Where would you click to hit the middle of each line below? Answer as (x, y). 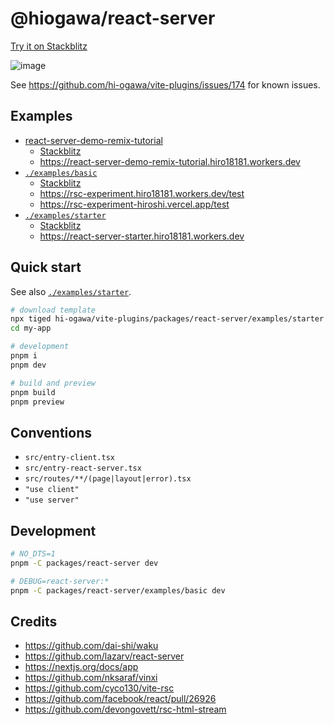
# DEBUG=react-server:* (60, 581)
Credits (34, 621)
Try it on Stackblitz (49, 46)
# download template (53, 310)
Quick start (46, 267)
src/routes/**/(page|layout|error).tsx (108, 479)
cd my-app (31, 328)
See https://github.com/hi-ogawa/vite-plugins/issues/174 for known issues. (165, 84)
